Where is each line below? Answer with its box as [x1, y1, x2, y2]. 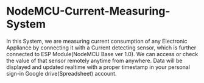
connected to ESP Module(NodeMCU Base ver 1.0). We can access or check [6, 50, 199, 57]
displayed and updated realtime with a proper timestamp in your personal [6, 63, 191, 71]
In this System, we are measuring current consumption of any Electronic [6, 37, 188, 45]
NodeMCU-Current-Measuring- [6, 4, 171, 18]
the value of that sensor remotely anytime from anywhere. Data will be [6, 57, 183, 64]
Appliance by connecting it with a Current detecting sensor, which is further [6, 44, 197, 51]
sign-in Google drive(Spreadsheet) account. [6, 70, 117, 77]
